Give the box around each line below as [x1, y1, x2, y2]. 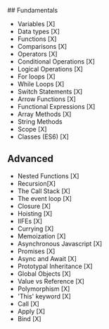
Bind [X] [17, 314, 41, 323]
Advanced [7, 153, 54, 165]
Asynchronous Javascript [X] [17, 239, 103, 248]
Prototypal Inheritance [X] [17, 262, 93, 270]
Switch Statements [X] [17, 88, 83, 96]
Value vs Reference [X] [17, 277, 84, 285]
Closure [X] [17, 202, 51, 210]
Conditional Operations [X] [17, 57, 95, 66]
